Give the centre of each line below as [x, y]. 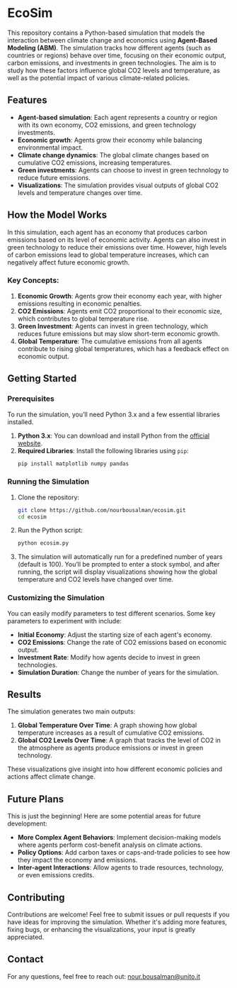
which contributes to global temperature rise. [83, 318]
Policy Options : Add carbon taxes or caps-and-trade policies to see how [124, 853]
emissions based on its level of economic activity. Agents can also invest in [117, 240]
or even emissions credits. [56, 875]
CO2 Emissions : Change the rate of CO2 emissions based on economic [122, 642]
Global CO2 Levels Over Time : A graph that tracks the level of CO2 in [119, 740]
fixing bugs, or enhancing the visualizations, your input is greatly [102, 930]
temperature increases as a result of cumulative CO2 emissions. [111, 733]
